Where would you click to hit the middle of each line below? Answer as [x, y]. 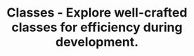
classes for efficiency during [97, 27]
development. [97, 42]
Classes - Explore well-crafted [97, 13]
